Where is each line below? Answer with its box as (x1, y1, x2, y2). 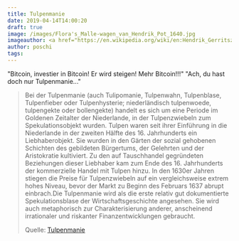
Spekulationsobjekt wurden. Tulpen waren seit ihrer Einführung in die (24, 121, 228, 129)
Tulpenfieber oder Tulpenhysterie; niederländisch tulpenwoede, (24, 98, 212, 107)
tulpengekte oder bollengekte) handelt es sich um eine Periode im (24, 106, 218, 114)
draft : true (7, 23, 43, 31)
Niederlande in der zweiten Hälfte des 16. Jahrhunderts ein (24, 129, 198, 137)
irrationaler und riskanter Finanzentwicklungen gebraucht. (24, 211, 196, 220)
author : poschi (7, 43, 53, 50)
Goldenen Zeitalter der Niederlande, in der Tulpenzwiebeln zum (24, 113, 211, 122)
